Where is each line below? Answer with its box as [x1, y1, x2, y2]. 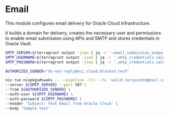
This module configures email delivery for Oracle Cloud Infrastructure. [5, 20, 151, 26]
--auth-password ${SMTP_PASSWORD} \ [5, 96, 82, 101]
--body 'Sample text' [5, 105, 51, 111]
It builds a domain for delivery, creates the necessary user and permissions [5, 30, 161, 36]
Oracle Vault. [5, 40, 32, 46]
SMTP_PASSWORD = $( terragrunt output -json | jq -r [5, 59, 112, 65]
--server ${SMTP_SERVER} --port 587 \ [5, 82, 87, 87]
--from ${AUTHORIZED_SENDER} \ [5, 87, 71, 92]
